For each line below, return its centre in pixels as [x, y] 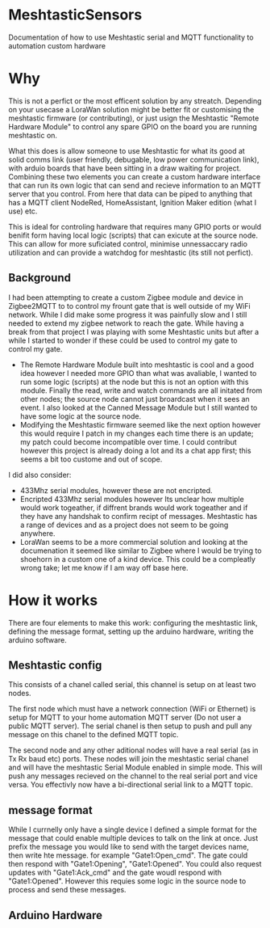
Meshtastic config [55, 666]
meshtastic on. [33, 135]
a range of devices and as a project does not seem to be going [124, 525]
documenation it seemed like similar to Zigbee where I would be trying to [141, 550]
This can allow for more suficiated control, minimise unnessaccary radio [128, 243]
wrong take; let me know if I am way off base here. [104, 567]
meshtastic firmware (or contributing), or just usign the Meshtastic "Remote [134, 118]
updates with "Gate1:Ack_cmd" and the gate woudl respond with [115, 873]
